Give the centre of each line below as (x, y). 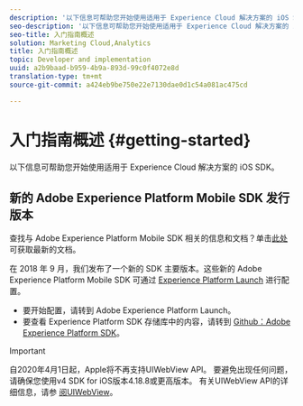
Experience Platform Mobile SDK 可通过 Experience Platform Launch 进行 (146, 280)
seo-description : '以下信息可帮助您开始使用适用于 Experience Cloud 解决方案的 (149, 26)
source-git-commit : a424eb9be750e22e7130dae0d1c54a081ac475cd (129, 85)
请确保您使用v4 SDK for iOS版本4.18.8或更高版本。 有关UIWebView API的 (145, 381)
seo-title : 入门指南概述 (52, 34)
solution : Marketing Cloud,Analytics (80, 43)
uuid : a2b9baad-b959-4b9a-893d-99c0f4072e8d (94, 69)
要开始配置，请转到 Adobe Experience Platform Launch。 (129, 310)
